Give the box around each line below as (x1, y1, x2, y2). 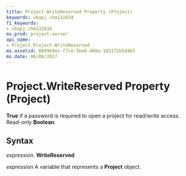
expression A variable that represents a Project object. (6, 163, 142, 171)
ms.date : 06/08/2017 (6, 53, 58, 59)
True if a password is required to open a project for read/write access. (6, 112, 180, 119)
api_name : (6, 37, 31, 43)
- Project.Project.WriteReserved (6, 43, 90, 49)
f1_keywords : (6, 20, 39, 26)
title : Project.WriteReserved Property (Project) (6, 8, 133, 15)
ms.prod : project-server (6, 31, 68, 37)
